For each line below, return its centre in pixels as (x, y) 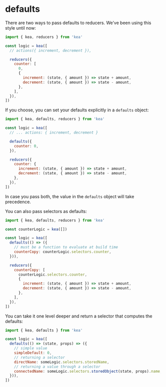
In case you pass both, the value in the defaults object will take (70, 196)
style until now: (21, 28)
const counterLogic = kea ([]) (36, 229)
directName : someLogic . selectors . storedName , (62, 362)
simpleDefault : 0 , (33, 353)
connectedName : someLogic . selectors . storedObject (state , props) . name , (88, 371)
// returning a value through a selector (57, 367)
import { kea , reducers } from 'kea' (44, 37)
